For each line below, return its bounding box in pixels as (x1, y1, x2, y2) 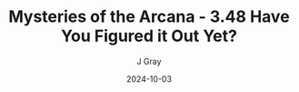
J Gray (136, 56, 162, 66)
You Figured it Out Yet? (61, 26, 237, 46)
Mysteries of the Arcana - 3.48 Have (8, 6, 290, 27)
